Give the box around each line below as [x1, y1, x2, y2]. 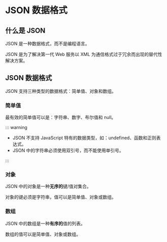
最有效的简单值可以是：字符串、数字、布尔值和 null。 [5, 114, 116, 120]
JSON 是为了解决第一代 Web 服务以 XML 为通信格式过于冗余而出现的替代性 [5, 51, 162, 57]
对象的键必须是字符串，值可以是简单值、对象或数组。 [5, 194, 116, 200]
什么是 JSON [5, 26, 46, 35]
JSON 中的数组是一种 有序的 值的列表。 [5, 220, 86, 226]
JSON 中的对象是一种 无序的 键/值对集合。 [5, 184, 92, 190]
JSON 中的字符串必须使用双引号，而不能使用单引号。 [12, 147, 124, 154]
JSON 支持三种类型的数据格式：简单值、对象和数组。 [5, 88, 116, 94]
